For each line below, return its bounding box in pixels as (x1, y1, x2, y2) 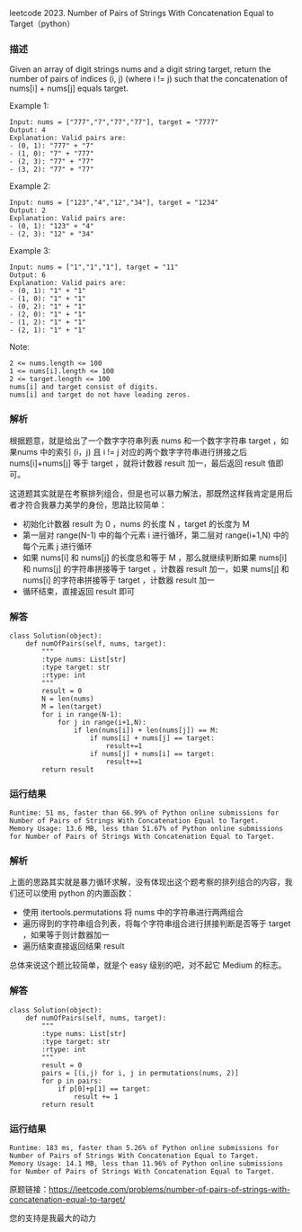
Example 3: (9, 246, 51, 256)
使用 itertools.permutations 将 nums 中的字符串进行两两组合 (22, 907, 244, 918)
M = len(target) (41, 701, 102, 711)
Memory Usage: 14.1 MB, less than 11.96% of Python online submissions (9, 1159, 283, 1168)
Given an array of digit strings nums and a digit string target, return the (9, 64, 271, 75)
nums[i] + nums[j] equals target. (9, 83, 129, 94)
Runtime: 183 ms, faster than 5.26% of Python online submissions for (9, 1144, 280, 1153)
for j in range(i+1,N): (57, 718, 147, 727)
